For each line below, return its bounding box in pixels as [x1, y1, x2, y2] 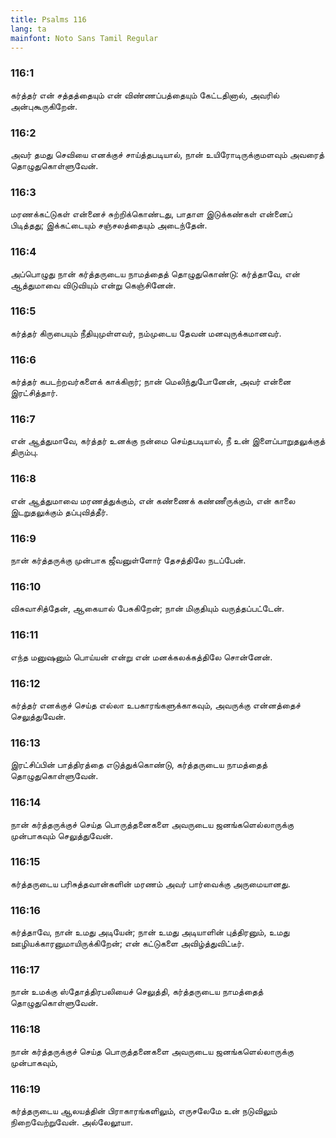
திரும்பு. [10, 446, 39, 458]
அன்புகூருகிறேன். [10, 100, 78, 112]
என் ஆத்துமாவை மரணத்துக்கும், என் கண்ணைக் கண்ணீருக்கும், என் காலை [10, 494, 296, 506]
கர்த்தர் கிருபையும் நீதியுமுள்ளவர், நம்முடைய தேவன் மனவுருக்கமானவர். [10, 327, 282, 339]
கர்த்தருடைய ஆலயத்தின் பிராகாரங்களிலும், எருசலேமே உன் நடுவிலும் [10, 1105, 278, 1117]
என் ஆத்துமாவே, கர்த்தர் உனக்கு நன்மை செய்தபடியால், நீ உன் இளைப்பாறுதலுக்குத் [10, 435, 326, 447]
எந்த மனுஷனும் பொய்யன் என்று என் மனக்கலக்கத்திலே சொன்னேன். [10, 651, 273, 663]
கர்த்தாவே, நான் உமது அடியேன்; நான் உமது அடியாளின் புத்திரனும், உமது [10, 926, 290, 938]
